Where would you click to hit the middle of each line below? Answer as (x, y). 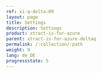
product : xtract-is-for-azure (43, 34)
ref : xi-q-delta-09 (30, 11)
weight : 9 (18, 50)
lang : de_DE (21, 55)
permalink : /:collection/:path (45, 45)
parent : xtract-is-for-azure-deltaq (51, 39)
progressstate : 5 (27, 61)
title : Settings (26, 22)
